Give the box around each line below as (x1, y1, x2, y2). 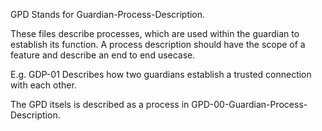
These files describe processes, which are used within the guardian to (10, 28, 300, 39)
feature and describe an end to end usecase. (10, 49, 196, 61)
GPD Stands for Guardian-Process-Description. (10, 9, 206, 20)
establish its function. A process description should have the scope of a (10, 39, 306, 50)
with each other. (10, 79, 77, 91)
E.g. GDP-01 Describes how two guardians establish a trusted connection (10, 69, 312, 80)
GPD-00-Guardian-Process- (191, 99, 308, 110)
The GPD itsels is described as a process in (10, 99, 190, 110)
